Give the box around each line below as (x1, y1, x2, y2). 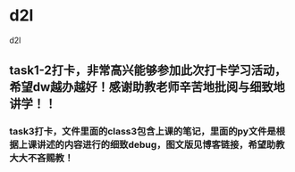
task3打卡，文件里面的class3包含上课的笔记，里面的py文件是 (9, 126, 276, 138)
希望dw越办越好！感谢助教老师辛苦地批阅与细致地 (9, 79, 286, 94)
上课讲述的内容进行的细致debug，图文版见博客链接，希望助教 (18, 139, 285, 152)
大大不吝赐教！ (9, 152, 74, 165)
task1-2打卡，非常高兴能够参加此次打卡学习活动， (9, 63, 287, 78)
